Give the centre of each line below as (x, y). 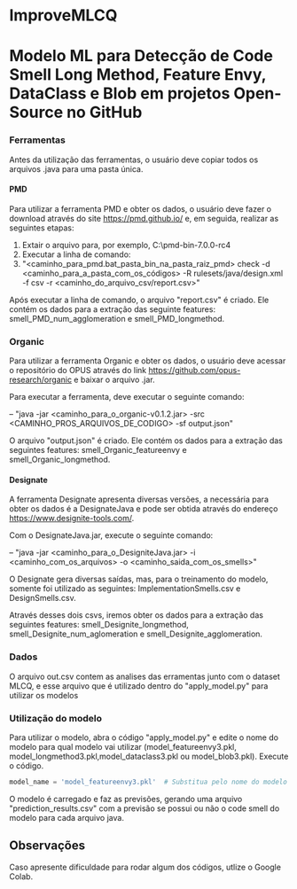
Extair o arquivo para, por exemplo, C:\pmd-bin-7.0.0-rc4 (126, 245)
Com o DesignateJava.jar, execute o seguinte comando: (111, 535)
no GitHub (104, 113)
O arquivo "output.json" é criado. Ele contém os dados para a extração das (146, 441)
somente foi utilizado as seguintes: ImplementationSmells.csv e (125, 589)
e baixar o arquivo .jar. (114, 380)
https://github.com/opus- (195, 370)
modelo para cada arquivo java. (66, 817)
